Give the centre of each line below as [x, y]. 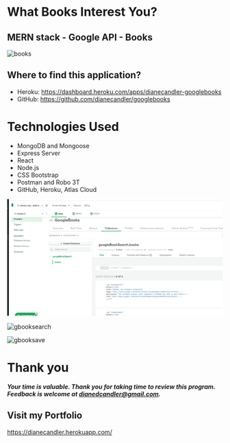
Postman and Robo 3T [48, 182]
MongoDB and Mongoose [53, 145]
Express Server [39, 153]
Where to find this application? [74, 75]
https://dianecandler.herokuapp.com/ [60, 432]
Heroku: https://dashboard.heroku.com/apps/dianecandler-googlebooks [119, 92]
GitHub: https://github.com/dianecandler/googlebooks [93, 99]
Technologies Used [63, 127]
